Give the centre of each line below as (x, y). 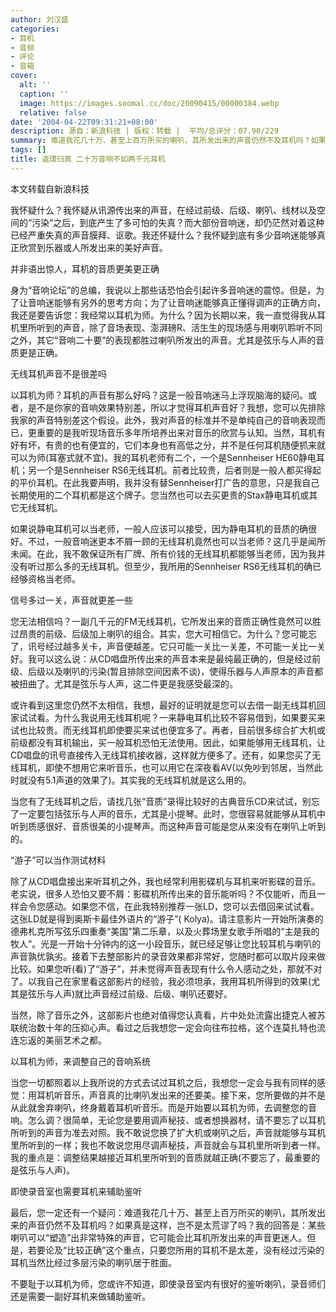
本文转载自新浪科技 (50, 188)
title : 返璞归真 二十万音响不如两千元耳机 (88, 159)
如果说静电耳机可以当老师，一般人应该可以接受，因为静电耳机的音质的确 (159, 528)
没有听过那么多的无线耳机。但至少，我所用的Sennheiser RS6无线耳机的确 (161, 566)
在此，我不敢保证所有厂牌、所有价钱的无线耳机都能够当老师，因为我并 (181, 553)
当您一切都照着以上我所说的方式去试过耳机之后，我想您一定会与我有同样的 (163, 1082)
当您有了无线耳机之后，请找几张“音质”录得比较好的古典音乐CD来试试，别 (161, 801)
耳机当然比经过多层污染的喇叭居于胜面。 (93, 1262)
